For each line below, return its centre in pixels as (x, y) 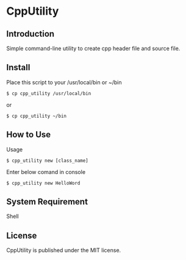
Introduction (30, 34)
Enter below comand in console (46, 172)
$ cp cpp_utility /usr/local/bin (49, 93)
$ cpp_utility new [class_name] (47, 161)
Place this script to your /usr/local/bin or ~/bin (64, 82)
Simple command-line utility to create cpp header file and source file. (93, 48)
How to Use (29, 135)
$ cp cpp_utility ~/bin (37, 116)
